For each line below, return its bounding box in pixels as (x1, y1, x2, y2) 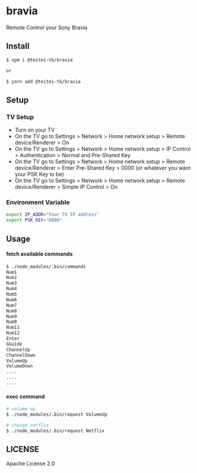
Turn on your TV (14, 126, 55, 133)
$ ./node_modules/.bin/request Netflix (6, 428, 105, 434)
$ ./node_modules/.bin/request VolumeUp (6, 412, 108, 418)
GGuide (6, 341, 23, 347)
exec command (6, 393, 45, 400)
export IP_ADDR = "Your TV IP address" (6, 211, 100, 218)
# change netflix (6, 422, 49, 428)
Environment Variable (6, 198, 70, 206)
